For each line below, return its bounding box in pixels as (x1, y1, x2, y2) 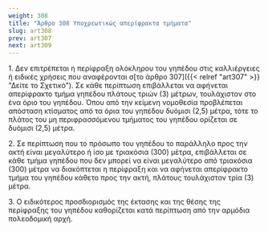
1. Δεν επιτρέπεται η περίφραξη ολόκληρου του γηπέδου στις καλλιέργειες (8, 63, 261, 73)
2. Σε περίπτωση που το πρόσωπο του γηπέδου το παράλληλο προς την (8, 139, 249, 148)
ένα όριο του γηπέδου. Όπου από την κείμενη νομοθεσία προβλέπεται (8, 98, 243, 107)
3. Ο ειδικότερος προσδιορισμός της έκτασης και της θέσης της (8, 197, 221, 207)
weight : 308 (8, 11, 48, 20)
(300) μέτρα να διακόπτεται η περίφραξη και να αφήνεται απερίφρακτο (8, 164, 249, 174)
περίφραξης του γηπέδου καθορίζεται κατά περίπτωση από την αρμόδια (8, 205, 250, 215)
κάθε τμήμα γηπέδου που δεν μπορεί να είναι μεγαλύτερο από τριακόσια (8, 156, 253, 165)
